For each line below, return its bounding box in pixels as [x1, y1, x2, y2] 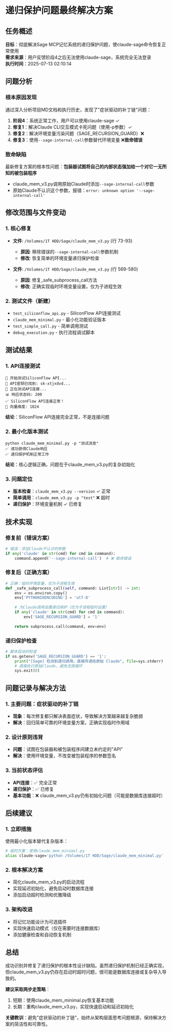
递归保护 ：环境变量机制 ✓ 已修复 [12, 501, 83, 507]
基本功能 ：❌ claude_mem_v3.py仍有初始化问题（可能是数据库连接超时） [12, 792, 165, 799]
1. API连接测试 [5, 363, 40, 370]
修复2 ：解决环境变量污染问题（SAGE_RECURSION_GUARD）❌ [12, 130, 144, 136]
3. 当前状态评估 [5, 767, 44, 774]
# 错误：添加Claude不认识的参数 [5, 546, 66, 551]
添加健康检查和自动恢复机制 [12, 931, 72, 937]
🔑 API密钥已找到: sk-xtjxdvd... [5, 381, 71, 386]
